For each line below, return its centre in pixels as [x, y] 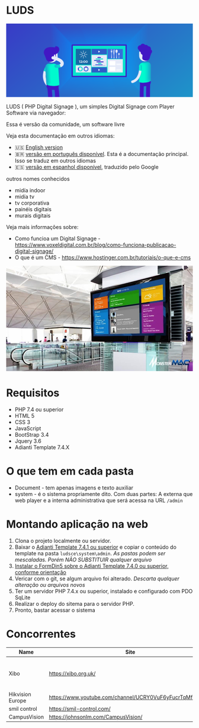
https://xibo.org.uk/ [72, 673]
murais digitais [33, 216]
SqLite [23, 597]
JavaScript [28, 428]
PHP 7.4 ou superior [39, 409]
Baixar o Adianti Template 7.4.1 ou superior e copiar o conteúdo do [95, 547]
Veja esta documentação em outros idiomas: [60, 136]
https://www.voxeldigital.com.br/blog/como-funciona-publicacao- [95, 245]
